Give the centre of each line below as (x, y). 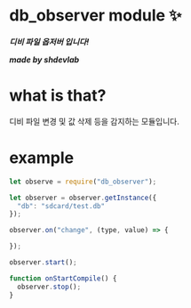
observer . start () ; (43, 263)
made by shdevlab (44, 60)
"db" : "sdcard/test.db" (61, 206)
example (42, 158)
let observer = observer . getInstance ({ (83, 198)
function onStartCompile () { (63, 278)
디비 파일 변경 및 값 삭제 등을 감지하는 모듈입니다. (95, 121)
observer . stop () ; (49, 287)
